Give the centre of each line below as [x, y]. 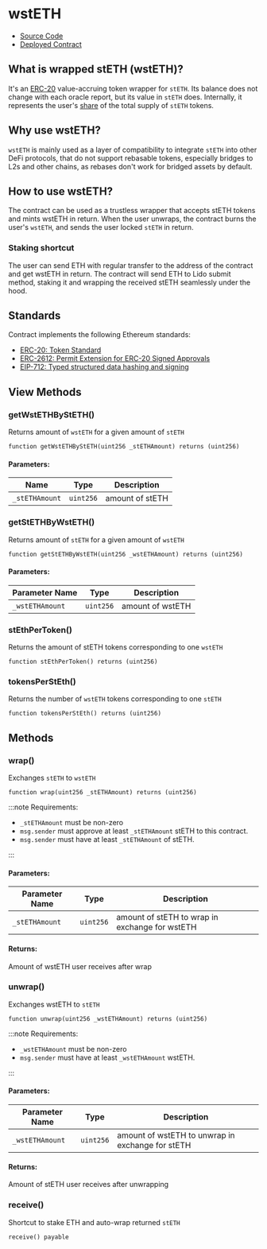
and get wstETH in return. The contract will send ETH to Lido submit [120, 273]
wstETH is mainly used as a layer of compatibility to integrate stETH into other [133, 149]
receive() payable [39, 1237]
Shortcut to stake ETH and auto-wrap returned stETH [94, 1222]
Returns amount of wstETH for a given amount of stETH [96, 432]
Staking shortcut [41, 248]
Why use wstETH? [55, 131]
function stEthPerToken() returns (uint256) [83, 662]
